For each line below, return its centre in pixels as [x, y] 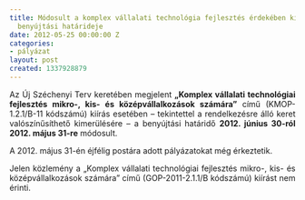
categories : [32, 43]
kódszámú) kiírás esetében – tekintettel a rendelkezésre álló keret [170, 114]
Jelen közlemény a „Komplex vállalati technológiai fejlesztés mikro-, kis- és [152, 168]
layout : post [34, 60]
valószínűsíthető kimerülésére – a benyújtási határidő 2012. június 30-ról [152, 123]
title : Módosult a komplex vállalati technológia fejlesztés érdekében [148, 18]
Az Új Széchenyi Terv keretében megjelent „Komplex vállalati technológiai [152, 94]
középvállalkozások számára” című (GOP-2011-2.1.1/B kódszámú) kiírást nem [152, 177]
